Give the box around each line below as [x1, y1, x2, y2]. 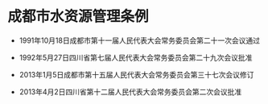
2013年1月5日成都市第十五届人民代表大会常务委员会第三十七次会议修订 [19, 69, 254, 79]
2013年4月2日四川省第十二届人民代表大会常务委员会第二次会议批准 [19, 86, 242, 97]
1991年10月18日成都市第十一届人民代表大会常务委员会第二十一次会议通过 [19, 35, 261, 45]
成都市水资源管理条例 [7, 7, 150, 26]
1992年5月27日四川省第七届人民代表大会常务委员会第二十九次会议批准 [19, 52, 253, 62]
